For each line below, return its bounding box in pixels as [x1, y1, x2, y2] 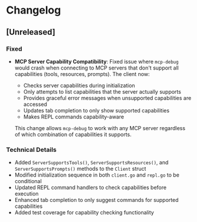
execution [14, 190, 39, 197]
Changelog [6, 4, 61, 17]
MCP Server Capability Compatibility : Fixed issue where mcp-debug [14, 58, 179, 65]
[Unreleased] [6, 27, 56, 37]
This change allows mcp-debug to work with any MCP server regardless [14, 124, 186, 131]
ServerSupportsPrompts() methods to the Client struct [14, 165, 146, 173]
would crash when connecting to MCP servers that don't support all [14, 64, 179, 71]
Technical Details [6, 145, 57, 154]
